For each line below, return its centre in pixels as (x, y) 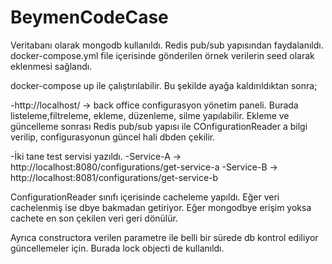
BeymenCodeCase (89, 17)
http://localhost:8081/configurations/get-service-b (114, 177)
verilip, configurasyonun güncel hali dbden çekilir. (113, 137)
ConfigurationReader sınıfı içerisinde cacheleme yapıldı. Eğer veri (145, 197)
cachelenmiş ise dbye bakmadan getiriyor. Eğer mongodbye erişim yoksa (161, 207)
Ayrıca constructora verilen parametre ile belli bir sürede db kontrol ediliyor (164, 237)
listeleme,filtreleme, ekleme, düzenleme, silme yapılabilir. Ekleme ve (150, 115)
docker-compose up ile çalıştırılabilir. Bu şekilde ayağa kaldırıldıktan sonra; (164, 85)
